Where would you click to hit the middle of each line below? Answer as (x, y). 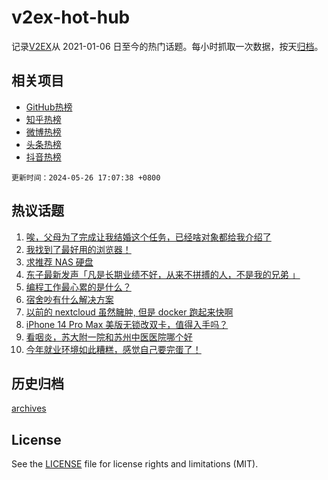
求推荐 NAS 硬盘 (59, 262)
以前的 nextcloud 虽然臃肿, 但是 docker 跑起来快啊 (129, 312)
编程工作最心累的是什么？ (78, 287)
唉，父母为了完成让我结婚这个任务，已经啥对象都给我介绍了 (148, 237)
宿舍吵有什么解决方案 (69, 299)
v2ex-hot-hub (71, 17)
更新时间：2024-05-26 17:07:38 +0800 (86, 177)
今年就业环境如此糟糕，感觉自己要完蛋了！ (113, 349)
